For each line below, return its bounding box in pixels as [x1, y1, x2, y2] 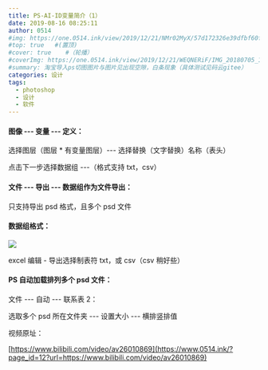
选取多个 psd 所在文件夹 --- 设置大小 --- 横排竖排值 [8, 311, 178, 321]
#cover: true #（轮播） [8, 49, 93, 57]
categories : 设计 [8, 71, 64, 79]
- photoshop [15, 85, 56, 94]
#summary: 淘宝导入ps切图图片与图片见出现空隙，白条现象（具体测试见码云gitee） [8, 64, 247, 72]
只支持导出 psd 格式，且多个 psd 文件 [8, 201, 132, 211]
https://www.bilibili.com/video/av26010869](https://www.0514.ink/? [10, 344, 234, 353]
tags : [8, 78, 26, 86]
